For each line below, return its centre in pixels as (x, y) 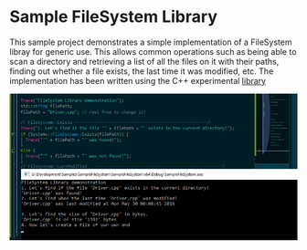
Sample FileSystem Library (113, 17)
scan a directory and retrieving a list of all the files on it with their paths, (144, 61)
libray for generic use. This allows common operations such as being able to (153, 51)
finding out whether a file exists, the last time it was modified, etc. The (142, 71)
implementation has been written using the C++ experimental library (138, 80)
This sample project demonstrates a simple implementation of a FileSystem (151, 42)
